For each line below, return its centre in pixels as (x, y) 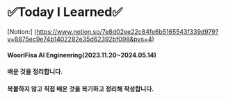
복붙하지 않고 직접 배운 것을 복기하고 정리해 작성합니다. (81, 89)
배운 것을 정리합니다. (35, 72)
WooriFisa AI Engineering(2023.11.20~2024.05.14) (82, 55)
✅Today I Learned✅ (65, 12)
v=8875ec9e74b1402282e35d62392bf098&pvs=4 (80, 39)
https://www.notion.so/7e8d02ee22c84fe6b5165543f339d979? (127, 31)
